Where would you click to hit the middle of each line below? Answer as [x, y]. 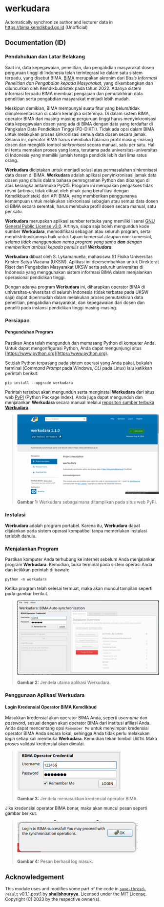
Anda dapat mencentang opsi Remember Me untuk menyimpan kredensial [77, 728]
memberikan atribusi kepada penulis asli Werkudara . [59, 247]
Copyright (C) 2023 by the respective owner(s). [53, 899]
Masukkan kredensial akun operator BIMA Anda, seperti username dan [76, 718]
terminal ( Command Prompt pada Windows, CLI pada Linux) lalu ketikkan [79, 368]
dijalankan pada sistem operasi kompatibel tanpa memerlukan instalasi [76, 530]
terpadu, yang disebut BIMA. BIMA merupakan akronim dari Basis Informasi [81, 78]
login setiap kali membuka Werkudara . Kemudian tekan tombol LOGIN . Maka [81, 739]
